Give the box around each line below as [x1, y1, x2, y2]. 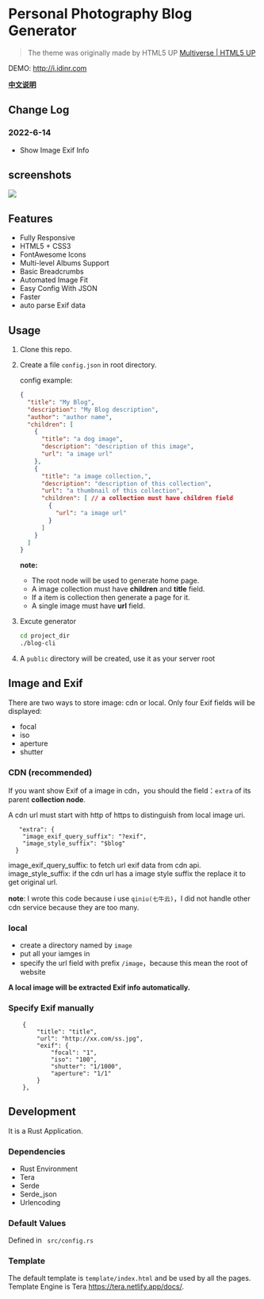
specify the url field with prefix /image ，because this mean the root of [19, 959, 248, 968]
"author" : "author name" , [27, 413, 113, 421]
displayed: [8, 706, 42, 715]
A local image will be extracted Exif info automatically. [8, 983, 190, 992]
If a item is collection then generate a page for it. [31, 593, 190, 603]
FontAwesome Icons [19, 250, 86, 259]
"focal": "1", [50, 1049, 98, 1057]
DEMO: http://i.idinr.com [8, 63, 87, 72]
